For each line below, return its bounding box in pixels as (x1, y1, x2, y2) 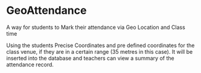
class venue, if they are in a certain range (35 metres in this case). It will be (6, 48, 193, 55)
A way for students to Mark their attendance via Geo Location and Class (6, 24, 185, 31)
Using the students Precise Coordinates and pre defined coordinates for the (6, 42, 195, 49)
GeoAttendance (6, 4, 87, 17)
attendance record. (6, 61, 54, 68)
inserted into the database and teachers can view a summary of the (6, 54, 174, 62)
